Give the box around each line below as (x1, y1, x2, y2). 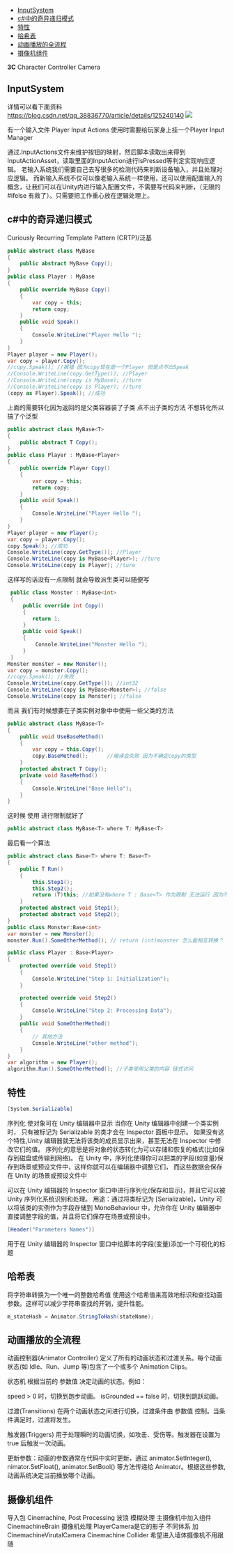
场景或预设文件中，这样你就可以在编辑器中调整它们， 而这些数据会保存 (19, 1163, 223, 1171)
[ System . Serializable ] (7, 1105, 73, 1112)
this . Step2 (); (32, 885, 73, 892)
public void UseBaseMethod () (19, 733, 104, 740)
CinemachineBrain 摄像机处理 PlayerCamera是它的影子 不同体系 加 (7, 1522, 198, 1530)
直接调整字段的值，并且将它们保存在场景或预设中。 (7, 1212, 154, 1220)
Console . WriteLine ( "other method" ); (32, 1039, 139, 1047)
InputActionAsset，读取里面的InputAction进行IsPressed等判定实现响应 (7, 156, 210, 164)
